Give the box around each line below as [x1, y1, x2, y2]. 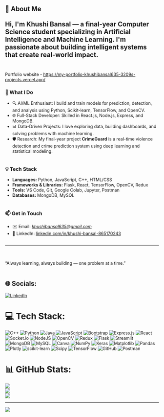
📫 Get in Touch [5, 210, 42, 217]
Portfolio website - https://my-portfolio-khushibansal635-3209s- [5, 71, 136, 77]
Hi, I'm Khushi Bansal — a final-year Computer [5, 20, 149, 28]
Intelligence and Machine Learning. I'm [5, 35, 126, 44]
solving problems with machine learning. [12, 131, 94, 137]
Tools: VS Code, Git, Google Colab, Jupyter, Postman [12, 187, 120, 193]
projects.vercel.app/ [5, 76, 45, 82]
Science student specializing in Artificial [5, 28, 131, 36]
